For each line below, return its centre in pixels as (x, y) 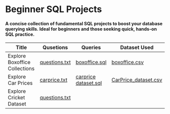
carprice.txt (53, 80)
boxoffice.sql (91, 63)
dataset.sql (89, 83)
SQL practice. (20, 34)
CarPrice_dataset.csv (137, 80)
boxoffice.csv (128, 63)
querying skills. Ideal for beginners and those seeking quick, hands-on (81, 29)
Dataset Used (137, 47)
